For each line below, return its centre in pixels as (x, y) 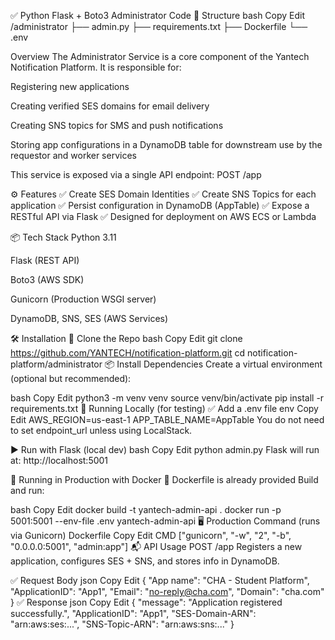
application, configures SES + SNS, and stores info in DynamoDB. (145, 561)
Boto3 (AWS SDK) (47, 279)
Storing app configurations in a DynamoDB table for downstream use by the (166, 144)
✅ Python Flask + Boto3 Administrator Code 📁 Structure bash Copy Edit (158, 15)
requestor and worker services (73, 155)
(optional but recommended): (71, 378)
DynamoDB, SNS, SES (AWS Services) (89, 318)
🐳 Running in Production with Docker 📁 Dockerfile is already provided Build (164, 479)
